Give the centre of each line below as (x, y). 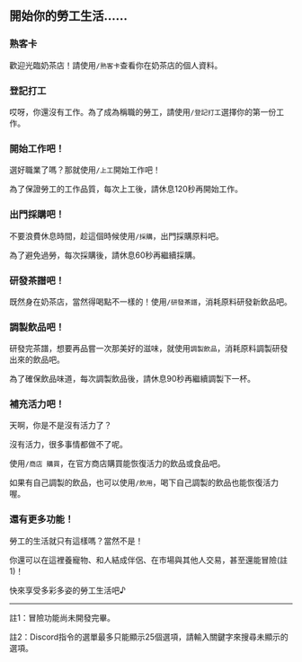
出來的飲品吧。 (37, 360)
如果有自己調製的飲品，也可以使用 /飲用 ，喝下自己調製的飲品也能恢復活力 (144, 482)
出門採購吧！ (37, 215)
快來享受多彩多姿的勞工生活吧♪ (67, 590)
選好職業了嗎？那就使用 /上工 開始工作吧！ (85, 170)
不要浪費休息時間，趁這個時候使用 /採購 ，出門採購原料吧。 (116, 235)
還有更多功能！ (42, 519)
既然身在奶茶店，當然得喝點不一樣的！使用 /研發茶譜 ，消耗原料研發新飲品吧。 (151, 301)
